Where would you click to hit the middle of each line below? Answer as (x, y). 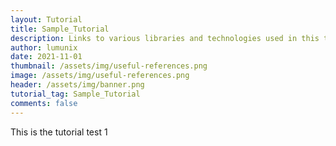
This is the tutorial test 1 (59, 132)
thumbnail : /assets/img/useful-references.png (109, 66)
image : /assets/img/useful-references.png (100, 76)
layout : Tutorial (46, 19)
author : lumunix (44, 47)
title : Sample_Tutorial (60, 29)
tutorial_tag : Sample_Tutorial (75, 94)
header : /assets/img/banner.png (77, 85)
